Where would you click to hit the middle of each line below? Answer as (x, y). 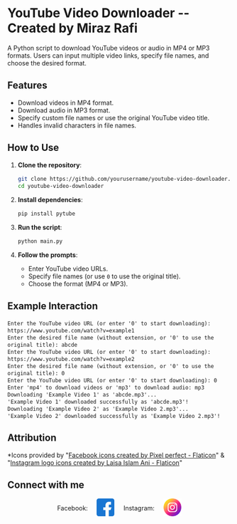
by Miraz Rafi (98, 28)
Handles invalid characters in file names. (77, 125)
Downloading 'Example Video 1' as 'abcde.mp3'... (82, 394)
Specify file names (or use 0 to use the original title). (104, 276)
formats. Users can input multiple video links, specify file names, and (108, 56)
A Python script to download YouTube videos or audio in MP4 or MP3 (109, 48)
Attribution (32, 438)
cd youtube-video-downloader (61, 187)
